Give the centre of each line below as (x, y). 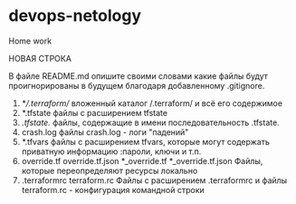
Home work (30, 41)
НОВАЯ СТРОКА (40, 58)
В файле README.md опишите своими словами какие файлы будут (138, 76)
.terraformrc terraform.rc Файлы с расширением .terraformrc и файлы (154, 180)
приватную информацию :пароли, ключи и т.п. (111, 151)
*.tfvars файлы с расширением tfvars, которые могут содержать (146, 141)
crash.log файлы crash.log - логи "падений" (105, 131)
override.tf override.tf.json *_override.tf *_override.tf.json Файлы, (142, 160)
